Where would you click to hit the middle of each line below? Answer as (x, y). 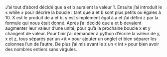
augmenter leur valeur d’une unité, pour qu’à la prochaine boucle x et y (78, 28)
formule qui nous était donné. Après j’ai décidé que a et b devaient (73, 23)
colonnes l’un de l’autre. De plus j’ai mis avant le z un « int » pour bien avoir (82, 44)
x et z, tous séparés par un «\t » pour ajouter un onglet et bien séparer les (81, 39)
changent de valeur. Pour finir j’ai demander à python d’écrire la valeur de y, (83, 33)
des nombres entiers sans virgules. (41, 49)
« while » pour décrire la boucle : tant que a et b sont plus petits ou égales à (83, 12)
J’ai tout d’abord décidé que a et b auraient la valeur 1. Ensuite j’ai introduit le (84, 7)
